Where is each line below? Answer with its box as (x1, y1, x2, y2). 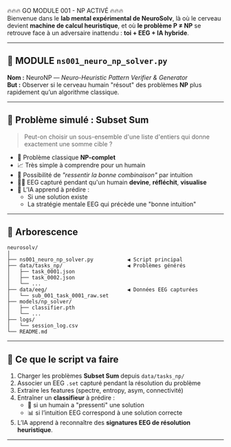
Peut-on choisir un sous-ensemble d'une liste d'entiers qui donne (23, 133, 210, 141)
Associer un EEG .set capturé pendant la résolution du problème (16, 379, 201, 387)
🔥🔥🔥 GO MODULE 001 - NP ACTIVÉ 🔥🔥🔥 (7, 7, 124, 14)
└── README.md (7, 328, 48, 336)
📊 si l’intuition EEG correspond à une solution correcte (27, 409, 183, 417)
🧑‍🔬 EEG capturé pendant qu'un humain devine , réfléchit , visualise (16, 178, 207, 186)
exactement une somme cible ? (23, 139, 113, 148)
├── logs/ (7, 317, 36, 323)
